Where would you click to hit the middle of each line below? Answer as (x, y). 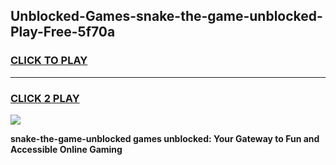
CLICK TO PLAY (49, 61)
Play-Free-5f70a (63, 32)
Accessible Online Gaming (66, 149)
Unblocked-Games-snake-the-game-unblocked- (166, 16)
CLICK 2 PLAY (45, 98)
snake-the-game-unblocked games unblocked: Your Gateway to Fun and (165, 138)
